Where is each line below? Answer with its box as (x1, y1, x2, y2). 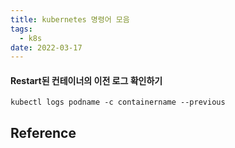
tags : (10, 24, 33, 34)
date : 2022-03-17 (10, 42, 83, 53)
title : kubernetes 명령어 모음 (10, 14, 130, 25)
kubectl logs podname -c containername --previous (10, 97, 226, 108)
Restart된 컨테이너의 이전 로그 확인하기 (10, 74, 163, 86)
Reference (10, 124, 77, 141)
